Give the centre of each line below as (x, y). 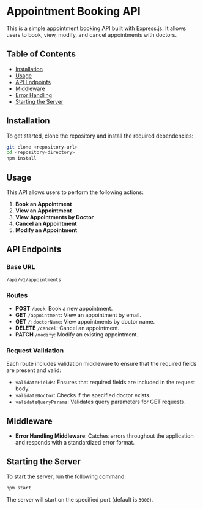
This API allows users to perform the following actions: (75, 192)
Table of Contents (41, 54)
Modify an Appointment (46, 230)
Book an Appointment (43, 204)
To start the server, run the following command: (66, 476)
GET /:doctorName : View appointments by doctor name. (85, 321)
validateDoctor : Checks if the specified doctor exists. (83, 395)
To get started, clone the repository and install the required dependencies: (100, 136)
